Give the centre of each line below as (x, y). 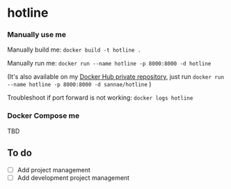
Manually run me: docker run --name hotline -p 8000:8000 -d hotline (109, 63)
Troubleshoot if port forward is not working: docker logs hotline (100, 98)
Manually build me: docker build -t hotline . (74, 50)
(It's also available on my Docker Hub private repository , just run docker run (116, 77)
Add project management (54, 169)
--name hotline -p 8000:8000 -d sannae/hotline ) (79, 84)
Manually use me (37, 35)
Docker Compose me (43, 116)
